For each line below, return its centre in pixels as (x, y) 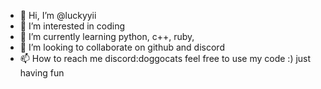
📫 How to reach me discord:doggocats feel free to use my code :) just (165, 58)
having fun (42, 73)
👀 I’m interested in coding (72, 26)
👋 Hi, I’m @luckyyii (58, 15)
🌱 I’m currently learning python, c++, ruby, (107, 36)
